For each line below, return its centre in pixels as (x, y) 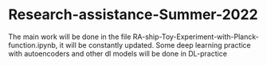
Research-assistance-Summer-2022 (133, 15)
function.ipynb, (33, 45)
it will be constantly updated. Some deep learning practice (155, 45)
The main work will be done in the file (70, 37)
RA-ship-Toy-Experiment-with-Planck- (196, 37)
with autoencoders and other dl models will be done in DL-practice (118, 53)
